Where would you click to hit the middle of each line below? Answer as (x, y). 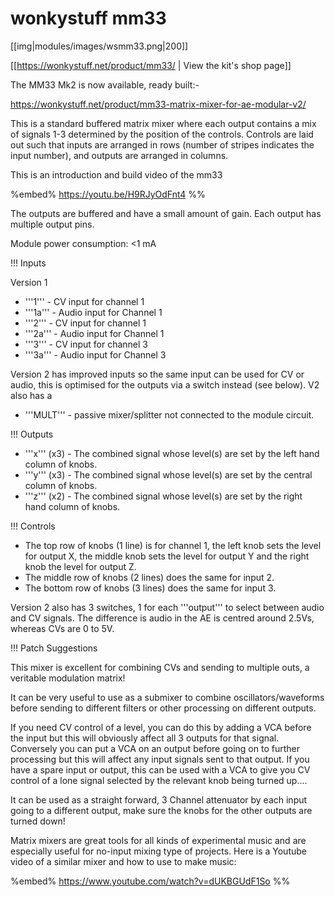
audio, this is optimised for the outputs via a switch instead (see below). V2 (165, 384)
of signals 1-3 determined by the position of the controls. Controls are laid (162, 134)
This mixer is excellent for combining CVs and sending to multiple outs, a (160, 667)
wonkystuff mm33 (88, 18)
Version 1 (29, 282)
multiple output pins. (52, 224)
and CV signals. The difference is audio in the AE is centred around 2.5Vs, (162, 618)
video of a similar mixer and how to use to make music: (123, 861)
